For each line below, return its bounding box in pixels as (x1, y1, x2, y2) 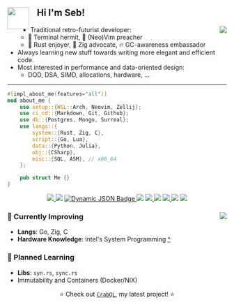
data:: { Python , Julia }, (32, 142, 101, 149)
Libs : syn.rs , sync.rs (17, 268, 78, 276)
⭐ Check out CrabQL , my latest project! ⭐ (59, 290, 175, 298)
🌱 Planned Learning (7, 253, 75, 262)
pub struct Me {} (19, 174, 70, 181)
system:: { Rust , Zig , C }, (32, 130, 104, 137)
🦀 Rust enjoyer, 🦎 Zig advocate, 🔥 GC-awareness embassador (27, 40, 206, 49)
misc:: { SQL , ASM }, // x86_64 (32, 155, 117, 163)
